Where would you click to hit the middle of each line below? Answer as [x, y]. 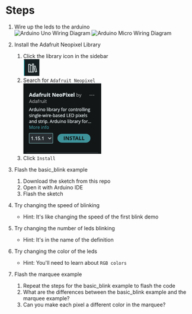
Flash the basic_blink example [51, 169]
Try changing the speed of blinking [57, 205]
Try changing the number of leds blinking [64, 228]
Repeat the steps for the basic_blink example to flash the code [99, 286]
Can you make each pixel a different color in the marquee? [94, 305]
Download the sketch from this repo [67, 181]
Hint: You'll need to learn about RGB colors [75, 262]
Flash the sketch [43, 194]
